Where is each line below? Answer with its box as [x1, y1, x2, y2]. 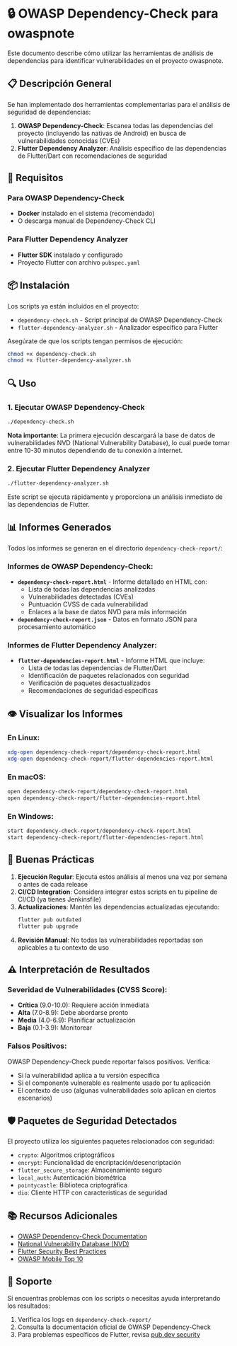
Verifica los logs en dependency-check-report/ [17, 1315, 152, 1323]
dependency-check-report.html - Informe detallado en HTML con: [17, 577, 207, 586]
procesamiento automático [17, 623, 96, 631]
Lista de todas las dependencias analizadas [28, 585, 156, 594]
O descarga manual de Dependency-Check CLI [17, 217, 156, 225]
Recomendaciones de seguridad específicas [28, 686, 158, 695]
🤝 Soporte [7, 1275, 52, 1287]
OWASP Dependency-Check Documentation [17, 1232, 147, 1241]
